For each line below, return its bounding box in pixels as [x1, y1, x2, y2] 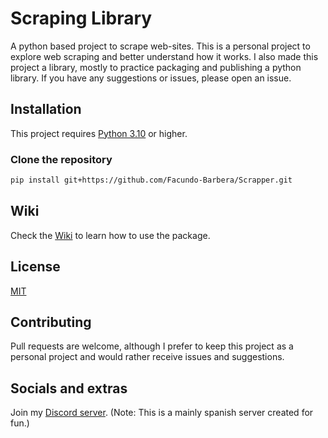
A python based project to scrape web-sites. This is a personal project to [10, 40, 311, 52]
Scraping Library [10, 7, 153, 30]
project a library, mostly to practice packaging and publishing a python [10, 61, 302, 73]
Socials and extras [10, 380, 128, 397]
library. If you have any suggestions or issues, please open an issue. [10, 72, 292, 84]
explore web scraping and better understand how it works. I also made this [10, 50, 319, 62]
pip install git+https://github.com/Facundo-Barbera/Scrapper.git [10, 175, 293, 186]
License [10, 258, 61, 276]
